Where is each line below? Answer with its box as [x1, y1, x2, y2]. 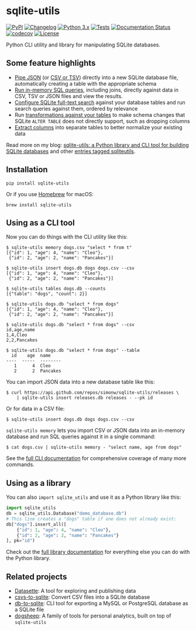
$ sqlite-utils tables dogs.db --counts [6, 286, 106, 292]
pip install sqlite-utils [6, 180, 69, 186]
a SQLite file [14, 606, 44, 613]
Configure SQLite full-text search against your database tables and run [14, 99, 185, 106]
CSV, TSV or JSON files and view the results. [14, 92, 123, 99]
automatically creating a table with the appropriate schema [14, 80, 157, 87]
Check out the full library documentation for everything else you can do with [6, 548, 190, 556]
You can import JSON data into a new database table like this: [6, 378, 155, 385]
